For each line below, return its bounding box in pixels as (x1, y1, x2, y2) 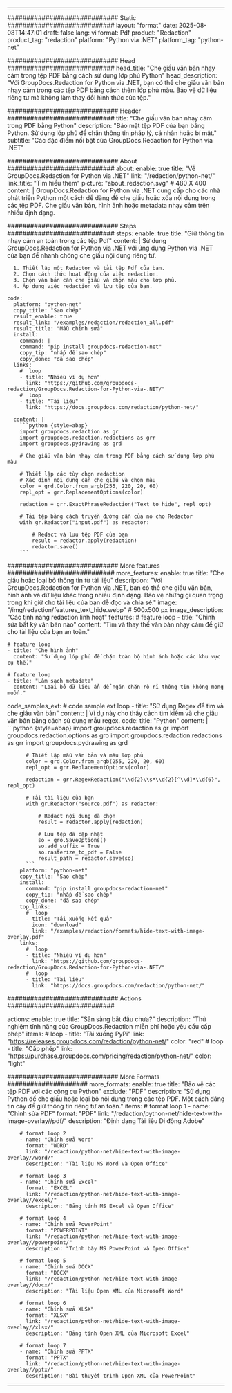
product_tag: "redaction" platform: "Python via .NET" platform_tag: (7, 36, 197, 44)
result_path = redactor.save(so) (37, 855, 135, 862)
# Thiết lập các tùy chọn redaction (19, 471, 126, 478)
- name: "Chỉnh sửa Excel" (19, 1178, 97, 1185)
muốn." (7, 690, 26, 696)
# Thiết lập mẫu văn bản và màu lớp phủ (25, 752, 144, 759)
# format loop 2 (19, 1130, 67, 1137)
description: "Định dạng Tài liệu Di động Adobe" (68, 1117, 205, 1125)
